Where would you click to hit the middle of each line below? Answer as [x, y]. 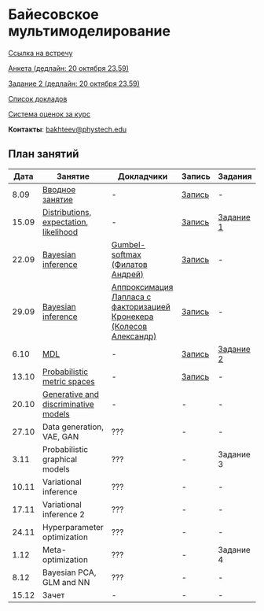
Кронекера [132, 317]
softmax [126, 254]
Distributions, [67, 212]
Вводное [59, 189]
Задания [235, 176]
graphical [59, 459]
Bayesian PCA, [69, 572]
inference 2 [63, 514]
